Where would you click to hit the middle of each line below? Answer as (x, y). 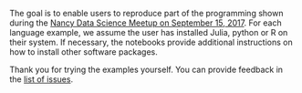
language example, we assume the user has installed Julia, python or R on (149, 32)
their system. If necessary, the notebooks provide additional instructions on (151, 42)
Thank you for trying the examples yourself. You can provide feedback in (146, 69)
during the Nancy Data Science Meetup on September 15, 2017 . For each (146, 23)
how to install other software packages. (83, 52)
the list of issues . (42, 79)
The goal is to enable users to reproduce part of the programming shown (146, 13)
